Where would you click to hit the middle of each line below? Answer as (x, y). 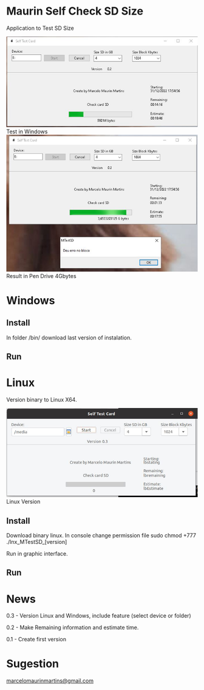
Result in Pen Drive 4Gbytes (42, 276)
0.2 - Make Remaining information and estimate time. (73, 627)
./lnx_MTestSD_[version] (37, 542)
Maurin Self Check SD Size (75, 11)
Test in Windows (27, 131)
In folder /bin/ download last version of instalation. (69, 337)
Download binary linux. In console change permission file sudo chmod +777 (101, 535)
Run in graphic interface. (37, 553)
